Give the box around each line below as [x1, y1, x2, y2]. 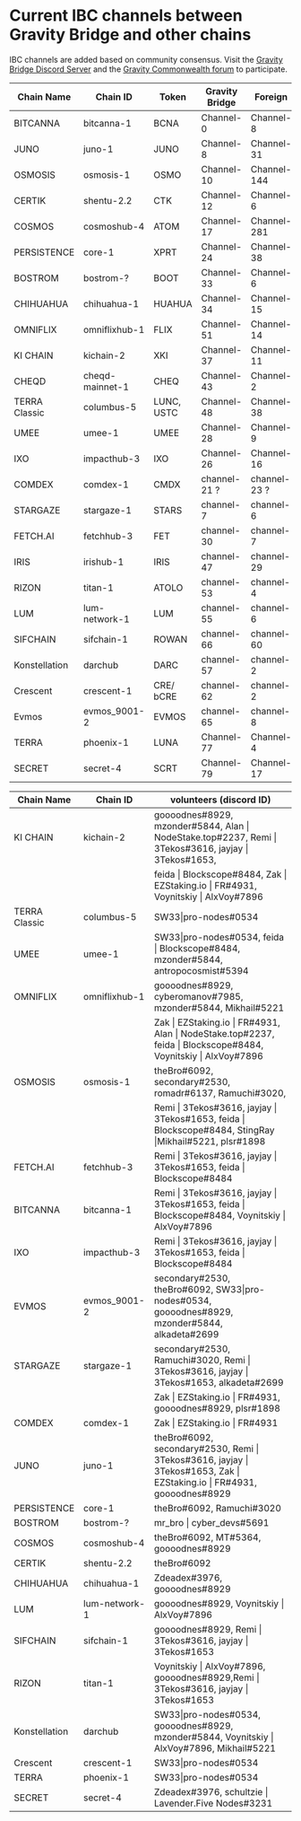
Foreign [254, 91, 288, 103]
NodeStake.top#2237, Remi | [153, 831, 278, 844]
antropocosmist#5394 [153, 964, 249, 976]
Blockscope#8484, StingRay [153, 1124, 275, 1136]
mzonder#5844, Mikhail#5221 [153, 1002, 285, 1014]
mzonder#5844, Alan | [153, 819, 250, 832]
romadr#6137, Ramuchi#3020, [153, 1087, 287, 1099]
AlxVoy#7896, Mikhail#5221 [153, 1742, 276, 1755]
